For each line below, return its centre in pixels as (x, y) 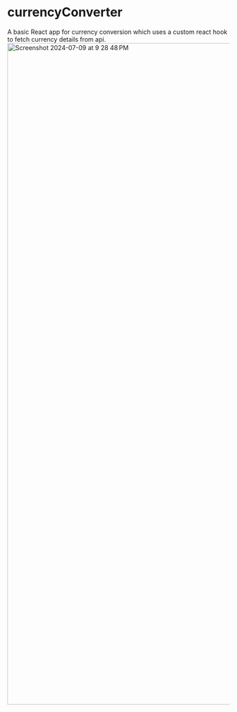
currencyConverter (65, 12)
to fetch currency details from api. (57, 39)
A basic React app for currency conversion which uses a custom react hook (117, 32)
